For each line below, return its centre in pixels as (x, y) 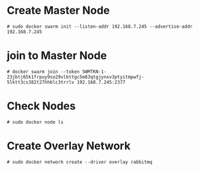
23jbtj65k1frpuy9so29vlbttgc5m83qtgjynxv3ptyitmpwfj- (76, 77)
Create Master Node (58, 11)
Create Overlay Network (69, 146)
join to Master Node (57, 56)
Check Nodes (41, 106)
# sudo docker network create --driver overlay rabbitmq (80, 162)
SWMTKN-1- (94, 72)
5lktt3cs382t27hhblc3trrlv (41, 82)
